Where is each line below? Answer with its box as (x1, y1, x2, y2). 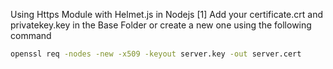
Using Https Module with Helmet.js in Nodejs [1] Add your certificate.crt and (10, 9, 323, 20)
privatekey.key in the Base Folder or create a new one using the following (10, 19, 312, 31)
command (10, 30, 52, 41)
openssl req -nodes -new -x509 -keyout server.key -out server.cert (10, 49, 302, 59)
